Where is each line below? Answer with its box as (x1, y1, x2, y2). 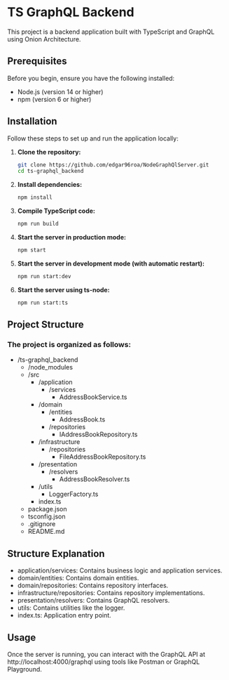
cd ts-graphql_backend (17, 168, 84, 175)
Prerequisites (7, 55, 67, 67)
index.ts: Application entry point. (17, 611, 112, 620)
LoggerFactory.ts (48, 490, 99, 499)
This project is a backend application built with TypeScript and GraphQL (7, 27, 215, 36)
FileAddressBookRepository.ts (59, 452, 146, 461)
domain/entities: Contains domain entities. (17, 574, 139, 582)
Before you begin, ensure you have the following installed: (7, 74, 175, 82)
